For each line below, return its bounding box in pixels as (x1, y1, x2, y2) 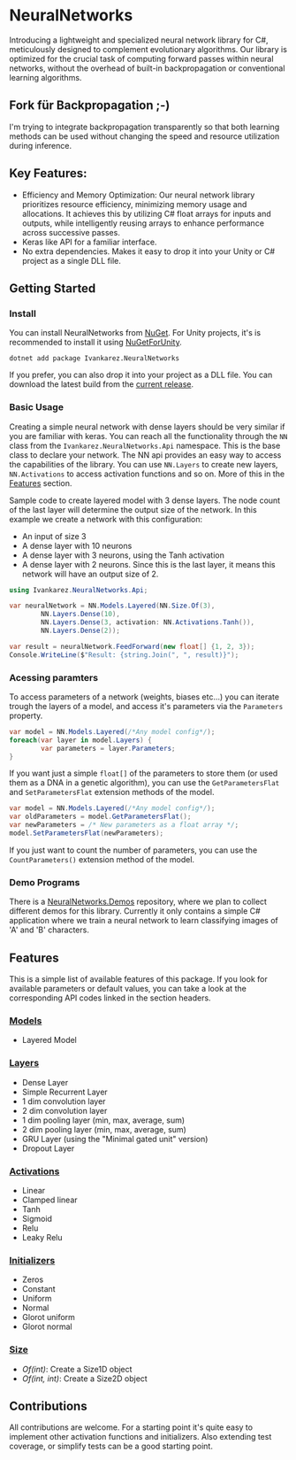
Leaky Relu (21, 1232, 63, 1242)
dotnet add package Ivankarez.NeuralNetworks (9, 354, 179, 363)
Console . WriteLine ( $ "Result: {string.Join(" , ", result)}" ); (9, 650, 239, 660)
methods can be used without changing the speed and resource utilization (9, 130, 280, 142)
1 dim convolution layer (21, 1095, 106, 1107)
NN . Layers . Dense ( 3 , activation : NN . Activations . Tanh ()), (41, 618, 254, 627)
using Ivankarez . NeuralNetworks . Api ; (9, 585, 148, 594)
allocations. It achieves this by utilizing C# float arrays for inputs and (21, 208, 271, 219)
